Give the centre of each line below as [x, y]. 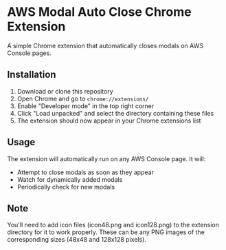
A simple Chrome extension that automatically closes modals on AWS [105, 45]
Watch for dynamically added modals [70, 179]
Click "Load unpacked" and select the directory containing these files [115, 113]
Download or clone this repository [65, 91]
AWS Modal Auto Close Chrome [99, 12]
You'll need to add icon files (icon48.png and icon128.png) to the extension [113, 225]
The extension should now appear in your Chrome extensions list [109, 121]
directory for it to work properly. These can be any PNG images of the [106, 232]
